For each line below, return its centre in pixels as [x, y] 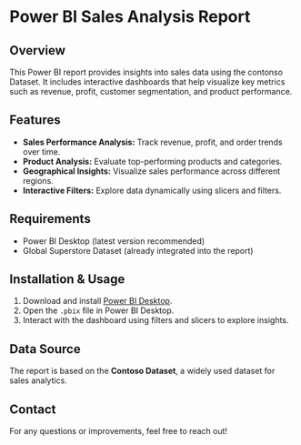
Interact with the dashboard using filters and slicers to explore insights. [156, 320]
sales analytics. [39, 380]
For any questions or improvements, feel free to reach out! [119, 431]
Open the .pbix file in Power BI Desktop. [98, 310]
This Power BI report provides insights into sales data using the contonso [146, 72]
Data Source [45, 349]
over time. [41, 151]
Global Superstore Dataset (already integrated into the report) [138, 250]
